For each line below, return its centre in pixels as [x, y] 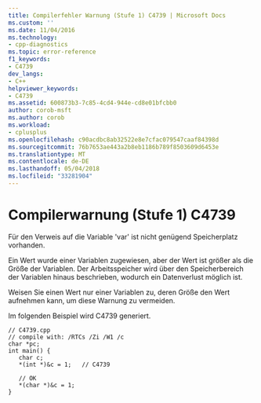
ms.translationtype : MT [47, 154]
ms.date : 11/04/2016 [42, 30]
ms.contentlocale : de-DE [49, 162]
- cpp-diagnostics [38, 45]
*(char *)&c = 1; [47, 385]
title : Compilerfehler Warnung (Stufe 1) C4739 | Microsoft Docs [117, 15]
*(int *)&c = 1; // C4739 [64, 365]
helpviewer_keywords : [43, 88]
